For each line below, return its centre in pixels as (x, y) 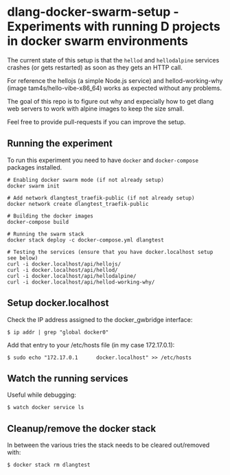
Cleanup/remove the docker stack (82, 429)
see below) (23, 258)
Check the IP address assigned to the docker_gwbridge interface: (100, 319)
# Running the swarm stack (46, 234)
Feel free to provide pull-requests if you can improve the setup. (96, 121)
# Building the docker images (50, 216)
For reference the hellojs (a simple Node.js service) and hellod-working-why (115, 80)
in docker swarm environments (98, 41)
